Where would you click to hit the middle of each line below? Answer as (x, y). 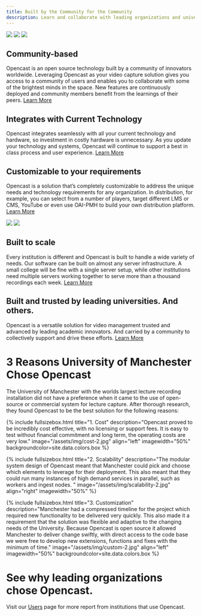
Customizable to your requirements (74, 171)
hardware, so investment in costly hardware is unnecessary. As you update (99, 140)
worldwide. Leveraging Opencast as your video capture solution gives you (98, 75)
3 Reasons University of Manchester (99, 362)
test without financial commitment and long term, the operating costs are (96, 434)
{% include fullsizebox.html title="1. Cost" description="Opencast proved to (100, 422)
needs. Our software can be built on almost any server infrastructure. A (94, 263)
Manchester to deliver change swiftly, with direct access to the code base (97, 535)
